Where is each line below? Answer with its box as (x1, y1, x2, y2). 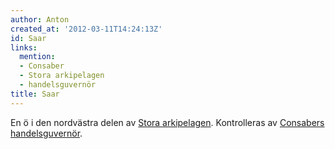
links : (10, 42, 38, 53)
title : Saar (10, 89, 60, 99)
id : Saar (10, 33, 47, 43)
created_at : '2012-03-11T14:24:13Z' (10, 24, 163, 34)
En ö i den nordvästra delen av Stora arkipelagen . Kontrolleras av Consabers (10, 116, 325, 128)
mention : (19, 52, 56, 62)
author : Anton (10, 14, 70, 25)
